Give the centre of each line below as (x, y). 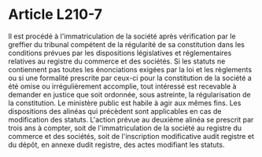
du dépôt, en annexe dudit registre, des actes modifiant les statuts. (116, 144)
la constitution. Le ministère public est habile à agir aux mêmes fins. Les (125, 103)
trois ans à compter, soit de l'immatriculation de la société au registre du (125, 128)
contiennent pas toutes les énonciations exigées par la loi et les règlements (130, 69)
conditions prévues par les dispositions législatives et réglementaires (120, 53)
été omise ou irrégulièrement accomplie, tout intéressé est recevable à (122, 86)
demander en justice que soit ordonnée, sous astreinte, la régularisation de (129, 94)
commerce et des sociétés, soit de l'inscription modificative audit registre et (131, 136)
